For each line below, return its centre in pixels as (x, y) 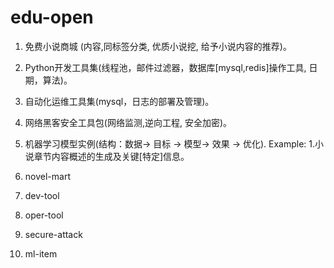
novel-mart (47, 176)
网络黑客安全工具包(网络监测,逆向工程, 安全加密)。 (128, 122)
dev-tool (42, 195)
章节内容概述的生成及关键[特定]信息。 (111, 156)
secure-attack (53, 234)
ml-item (41, 253)
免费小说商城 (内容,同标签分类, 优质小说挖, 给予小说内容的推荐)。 (158, 46)
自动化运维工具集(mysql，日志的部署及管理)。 (119, 101)
